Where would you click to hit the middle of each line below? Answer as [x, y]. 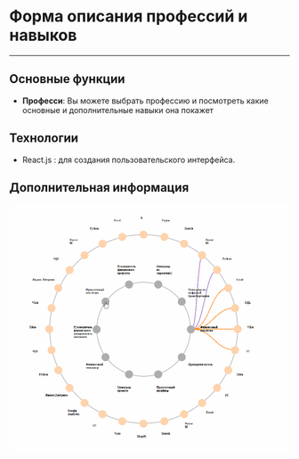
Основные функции [67, 79]
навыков [43, 35]
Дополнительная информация [99, 188]
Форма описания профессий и [129, 16]
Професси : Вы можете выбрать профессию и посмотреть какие [145, 101]
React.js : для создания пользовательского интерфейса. [129, 160]
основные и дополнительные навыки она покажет [117, 110]
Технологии [44, 139]
